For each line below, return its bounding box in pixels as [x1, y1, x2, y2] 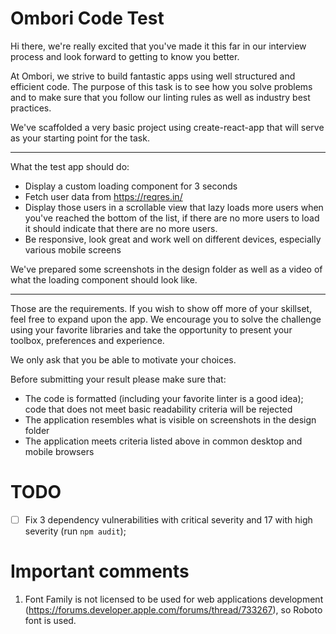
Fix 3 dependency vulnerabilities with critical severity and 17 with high [24, 513, 313, 526]
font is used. [24, 614, 77, 626]
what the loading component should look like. [10, 273, 198, 286]
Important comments [10, 560, 190, 583]
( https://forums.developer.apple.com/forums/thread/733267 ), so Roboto [24, 603, 323, 616]
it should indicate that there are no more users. [24, 222, 218, 234]
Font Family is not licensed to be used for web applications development [24, 593, 324, 605]
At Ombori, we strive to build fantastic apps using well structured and [10, 70, 296, 82]
